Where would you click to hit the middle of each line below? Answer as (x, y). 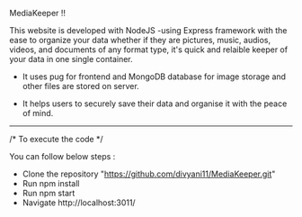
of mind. (38, 113)
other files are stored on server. (80, 86)
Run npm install (51, 183)
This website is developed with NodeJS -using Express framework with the (148, 30)
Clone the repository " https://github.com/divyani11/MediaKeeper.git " (149, 174)
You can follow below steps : (62, 156)
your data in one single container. (71, 59)
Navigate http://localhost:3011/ (79, 203)
